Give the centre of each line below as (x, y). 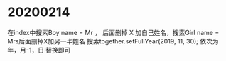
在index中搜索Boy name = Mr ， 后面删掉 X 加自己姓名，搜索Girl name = (113, 32)
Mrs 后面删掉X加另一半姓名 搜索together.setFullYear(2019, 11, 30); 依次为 (113, 41)
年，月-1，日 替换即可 (39, 50)
